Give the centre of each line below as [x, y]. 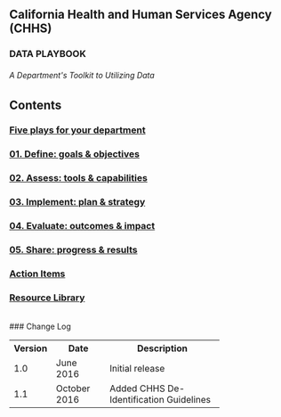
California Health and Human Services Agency [141, 15]
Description [162, 348]
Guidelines [189, 400]
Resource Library [47, 298]
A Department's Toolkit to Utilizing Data [82, 75]
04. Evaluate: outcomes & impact [82, 226]
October [73, 388]
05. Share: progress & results [73, 250]
